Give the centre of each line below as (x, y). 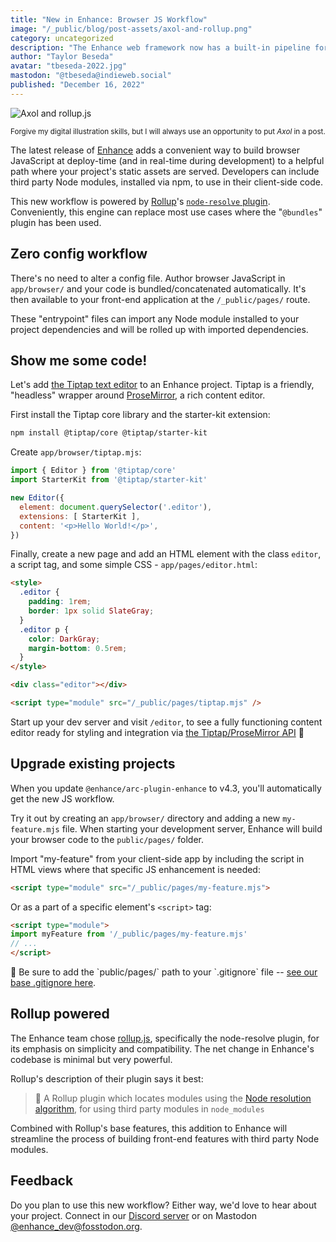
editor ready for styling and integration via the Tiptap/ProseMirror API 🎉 (157, 732)
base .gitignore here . (53, 983)
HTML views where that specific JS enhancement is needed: (135, 869)
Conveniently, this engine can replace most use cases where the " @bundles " (166, 212)
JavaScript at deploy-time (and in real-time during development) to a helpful (167, 160)
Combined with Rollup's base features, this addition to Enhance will (149, 1128)
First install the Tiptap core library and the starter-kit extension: (140, 415)
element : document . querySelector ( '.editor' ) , (116, 507)
